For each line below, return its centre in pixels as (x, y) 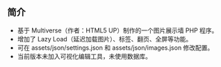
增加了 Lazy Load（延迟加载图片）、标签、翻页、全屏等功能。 (105, 39)
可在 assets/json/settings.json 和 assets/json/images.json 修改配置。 (115, 48)
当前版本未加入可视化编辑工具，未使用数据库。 (84, 56)
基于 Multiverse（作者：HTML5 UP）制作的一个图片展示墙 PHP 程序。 (117, 30)
